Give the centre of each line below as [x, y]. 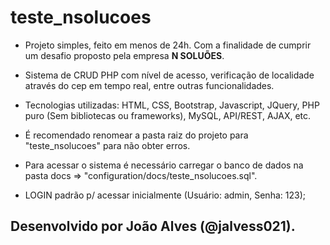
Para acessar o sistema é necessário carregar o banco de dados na [164, 165]
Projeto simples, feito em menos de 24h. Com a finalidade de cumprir [168, 45]
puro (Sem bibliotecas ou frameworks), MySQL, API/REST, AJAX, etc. [168, 115]
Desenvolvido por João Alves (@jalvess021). [153, 226]
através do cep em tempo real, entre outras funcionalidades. [149, 85]
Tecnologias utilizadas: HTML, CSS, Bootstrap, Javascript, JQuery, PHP [172, 105]
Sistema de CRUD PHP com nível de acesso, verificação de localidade [169, 75]
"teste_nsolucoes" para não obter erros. [107, 145]
